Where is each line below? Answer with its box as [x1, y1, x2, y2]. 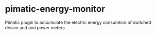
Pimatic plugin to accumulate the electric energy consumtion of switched [5, 19, 152, 25]
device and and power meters [5, 24, 65, 30]
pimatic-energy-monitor [5, 3, 105, 15]
